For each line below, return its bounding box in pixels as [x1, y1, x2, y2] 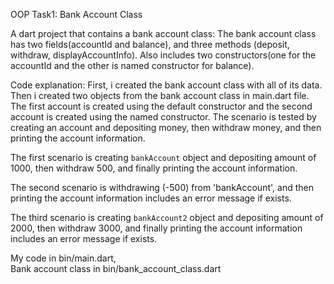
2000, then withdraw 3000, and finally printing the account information [10, 222, 303, 234]
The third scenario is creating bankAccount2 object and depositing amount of [10, 212, 324, 223]
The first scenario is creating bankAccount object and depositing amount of [10, 152, 317, 163]
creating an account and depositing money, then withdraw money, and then [10, 122, 322, 133]
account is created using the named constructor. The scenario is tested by [10, 111, 317, 123]
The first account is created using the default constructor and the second [10, 100, 313, 112]
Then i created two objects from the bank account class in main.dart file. [10, 90, 310, 101]
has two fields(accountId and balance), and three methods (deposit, [10, 39, 290, 50]
